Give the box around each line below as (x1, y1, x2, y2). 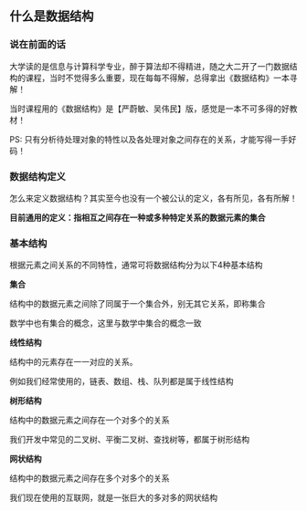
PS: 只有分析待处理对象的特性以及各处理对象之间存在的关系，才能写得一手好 (9, 133, 297, 144)
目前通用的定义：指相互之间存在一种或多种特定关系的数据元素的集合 (9, 212, 266, 223)
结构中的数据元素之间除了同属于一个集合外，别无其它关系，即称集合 (9, 298, 266, 309)
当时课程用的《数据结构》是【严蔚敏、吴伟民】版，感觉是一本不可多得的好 (9, 103, 290, 114)
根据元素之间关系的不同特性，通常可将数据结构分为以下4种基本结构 (9, 259, 263, 271)
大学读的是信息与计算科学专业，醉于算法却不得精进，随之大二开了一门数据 (9, 60, 290, 71)
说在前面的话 (9, 38, 67, 51)
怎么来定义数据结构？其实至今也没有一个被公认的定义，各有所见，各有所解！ (9, 193, 298, 203)
